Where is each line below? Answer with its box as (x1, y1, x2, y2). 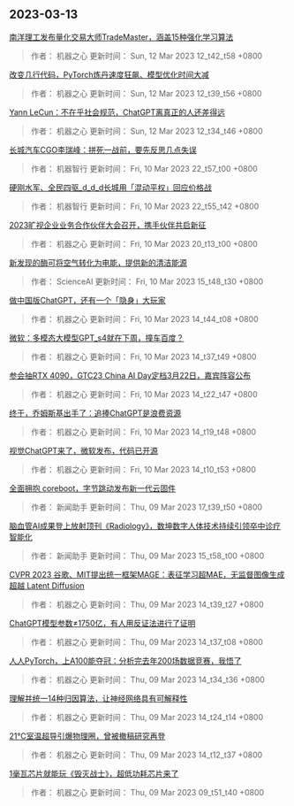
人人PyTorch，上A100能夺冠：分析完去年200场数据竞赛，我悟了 (9, 655, 242, 666)
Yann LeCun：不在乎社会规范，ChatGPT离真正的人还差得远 (9, 106, 226, 118)
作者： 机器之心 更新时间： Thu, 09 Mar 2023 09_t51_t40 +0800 (30, 787, 265, 797)
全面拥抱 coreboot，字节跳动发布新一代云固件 (9, 482, 177, 494)
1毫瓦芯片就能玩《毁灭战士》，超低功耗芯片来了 (9, 768, 179, 779)
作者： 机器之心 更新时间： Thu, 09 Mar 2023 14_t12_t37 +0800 (30, 749, 263, 760)
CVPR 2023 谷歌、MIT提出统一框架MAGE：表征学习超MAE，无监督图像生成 (9, 569, 285, 580)
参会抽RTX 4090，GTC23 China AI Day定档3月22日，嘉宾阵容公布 (9, 370, 252, 380)
